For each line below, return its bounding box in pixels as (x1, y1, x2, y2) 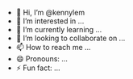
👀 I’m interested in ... (15, 16, 85, 26)
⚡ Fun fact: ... (15, 63, 60, 73)
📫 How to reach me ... (15, 43, 91, 52)
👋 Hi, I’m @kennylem (15, 8, 85, 17)
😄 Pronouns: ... (15, 54, 69, 64)
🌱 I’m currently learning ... (15, 25, 102, 34)
